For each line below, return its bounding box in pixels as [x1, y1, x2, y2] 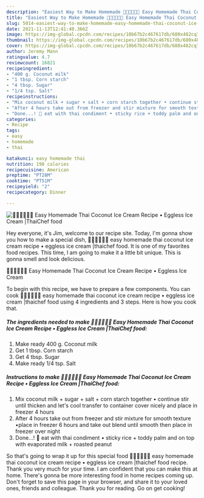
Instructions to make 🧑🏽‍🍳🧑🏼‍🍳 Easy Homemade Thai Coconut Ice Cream [6, 373, 191, 381]
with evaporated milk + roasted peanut [15, 440, 112, 448]
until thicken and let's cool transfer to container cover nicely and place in [15, 401, 197, 409]
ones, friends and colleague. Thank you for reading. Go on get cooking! [6, 484, 185, 492]
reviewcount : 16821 [6, 60, 56, 66]
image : [6, 32, 23, 38]
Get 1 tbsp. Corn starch [15, 347, 73, 354]
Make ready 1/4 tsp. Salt [15, 360, 76, 367]
